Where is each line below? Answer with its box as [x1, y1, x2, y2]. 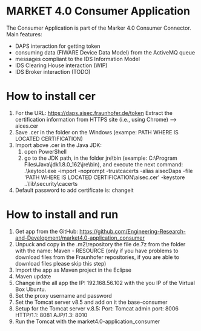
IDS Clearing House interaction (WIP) [15, 62, 108, 69]
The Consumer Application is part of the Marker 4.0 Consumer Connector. [6, 24, 192, 31]
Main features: [6, 30, 42, 38]
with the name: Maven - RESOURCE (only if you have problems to [15, 247, 179, 254]
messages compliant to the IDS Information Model [15, 55, 140, 62]
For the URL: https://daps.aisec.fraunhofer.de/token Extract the [15, 109, 173, 116]
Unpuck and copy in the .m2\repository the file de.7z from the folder [15, 240, 186, 247]
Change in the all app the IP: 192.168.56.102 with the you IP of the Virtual [15, 279, 196, 286]
